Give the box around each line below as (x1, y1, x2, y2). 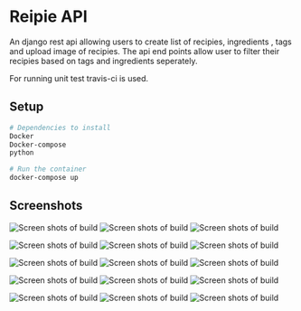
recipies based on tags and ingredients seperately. (9, 55, 198, 66)
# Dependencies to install (9, 123, 111, 132)
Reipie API (9, 6, 88, 27)
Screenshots (9, 198, 83, 213)
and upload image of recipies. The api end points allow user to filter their (9, 45, 280, 56)
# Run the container (9, 165, 88, 174)
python (9, 148, 34, 157)
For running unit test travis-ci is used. (9, 72, 149, 83)
